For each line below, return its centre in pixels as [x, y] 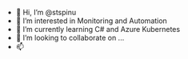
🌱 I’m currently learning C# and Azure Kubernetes [98, 29]
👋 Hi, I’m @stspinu [46, 12]
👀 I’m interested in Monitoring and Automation [92, 21]
